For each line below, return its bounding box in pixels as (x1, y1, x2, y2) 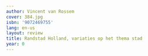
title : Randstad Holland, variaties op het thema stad (6, 36, 143, 41)
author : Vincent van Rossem (6, 8, 75, 15)
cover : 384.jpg (6, 14, 43, 20)
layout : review (6, 30, 43, 36)
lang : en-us (6, 24, 35, 31)
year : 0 (6, 41, 25, 47)
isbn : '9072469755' (6, 19, 54, 25)
